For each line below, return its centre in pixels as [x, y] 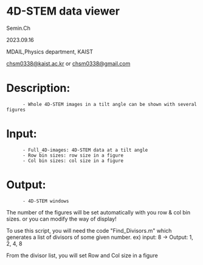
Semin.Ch [18, 28]
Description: [38, 88]
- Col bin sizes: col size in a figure [73, 161]
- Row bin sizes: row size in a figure [73, 155]
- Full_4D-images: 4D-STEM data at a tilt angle [85, 150]
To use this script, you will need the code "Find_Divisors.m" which [89, 230]
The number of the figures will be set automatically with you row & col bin [98, 212]
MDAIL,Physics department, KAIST [50, 51]
